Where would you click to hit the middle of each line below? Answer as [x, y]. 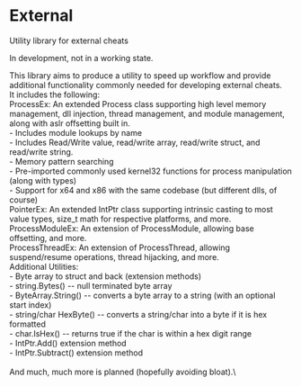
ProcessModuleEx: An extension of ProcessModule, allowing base [132, 228]
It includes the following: [55, 94]
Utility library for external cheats [69, 40]
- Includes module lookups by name [75, 132]
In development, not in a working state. [81, 58]
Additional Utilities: [44, 266]
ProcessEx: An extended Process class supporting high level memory [138, 103]
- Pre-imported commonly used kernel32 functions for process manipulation [150, 171]
